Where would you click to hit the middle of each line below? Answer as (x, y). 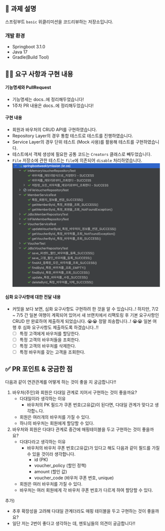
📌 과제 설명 (21, 9)
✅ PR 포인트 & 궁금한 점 (39, 369)
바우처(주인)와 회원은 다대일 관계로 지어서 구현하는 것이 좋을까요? (75, 392)
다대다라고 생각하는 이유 (43, 442)
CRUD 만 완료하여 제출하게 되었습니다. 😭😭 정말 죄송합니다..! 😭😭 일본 (82, 321)
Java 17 (20, 52)
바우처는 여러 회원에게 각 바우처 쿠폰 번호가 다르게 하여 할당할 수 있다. (86, 490)
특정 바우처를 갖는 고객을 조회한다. (52, 352)
